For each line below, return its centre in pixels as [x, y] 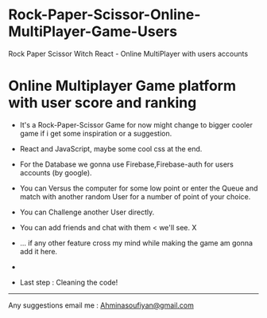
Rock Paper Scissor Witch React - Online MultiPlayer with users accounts [128, 53]
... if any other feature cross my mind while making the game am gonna [136, 243]
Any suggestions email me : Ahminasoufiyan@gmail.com [101, 305]
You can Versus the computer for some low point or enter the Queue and [139, 188]
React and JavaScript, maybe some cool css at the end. [111, 148]
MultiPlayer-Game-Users [93, 31]
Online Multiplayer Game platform [122, 86]
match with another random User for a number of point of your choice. [135, 196]
